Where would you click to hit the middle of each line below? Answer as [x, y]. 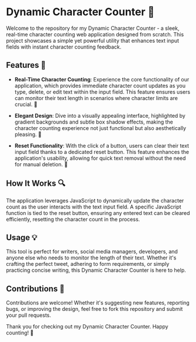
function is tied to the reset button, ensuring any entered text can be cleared [98, 213]
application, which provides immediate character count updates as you [100, 85]
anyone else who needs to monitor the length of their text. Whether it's [91, 258]
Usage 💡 [22, 237]
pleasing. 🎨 [28, 134]
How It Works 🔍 [36, 184]
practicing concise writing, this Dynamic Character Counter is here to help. [96, 270]
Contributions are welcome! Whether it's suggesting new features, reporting [98, 303]
